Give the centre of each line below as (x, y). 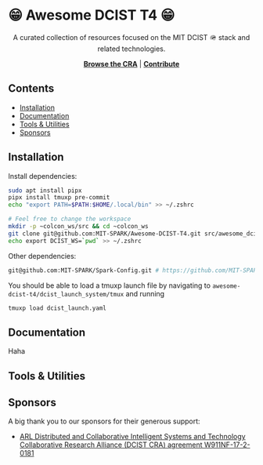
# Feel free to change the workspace (70, 219)
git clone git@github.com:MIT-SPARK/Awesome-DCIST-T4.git (104, 234)
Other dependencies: (42, 256)
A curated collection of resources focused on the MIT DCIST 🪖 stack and (131, 37)
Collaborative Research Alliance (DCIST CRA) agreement (111, 445)
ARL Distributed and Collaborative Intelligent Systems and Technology (132, 437)
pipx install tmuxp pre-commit (59, 198)
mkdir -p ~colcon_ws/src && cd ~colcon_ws (78, 227)
